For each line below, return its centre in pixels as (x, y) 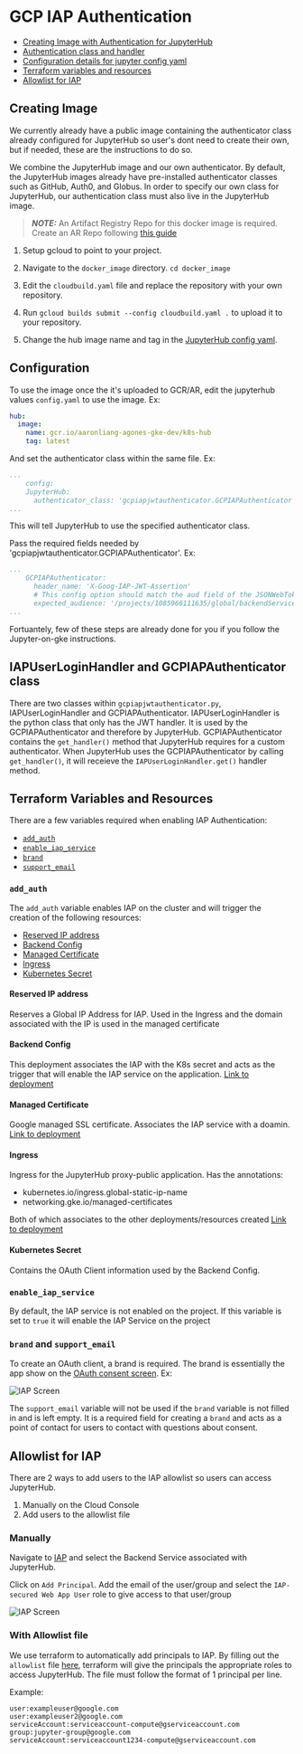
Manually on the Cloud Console (81, 1505)
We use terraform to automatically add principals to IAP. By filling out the (144, 1655)
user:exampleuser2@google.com (66, 1716)
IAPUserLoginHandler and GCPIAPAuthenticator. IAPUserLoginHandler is (145, 713)
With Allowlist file (49, 1635)
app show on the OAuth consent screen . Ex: (91, 1373)
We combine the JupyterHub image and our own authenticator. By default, (147, 167)
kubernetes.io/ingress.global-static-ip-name (105, 1192)
